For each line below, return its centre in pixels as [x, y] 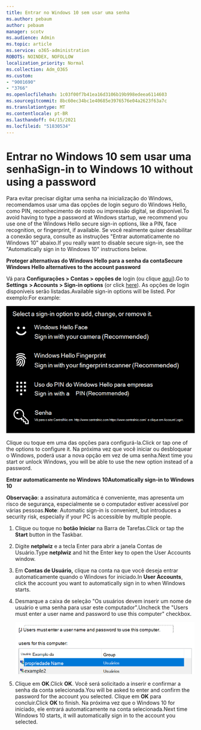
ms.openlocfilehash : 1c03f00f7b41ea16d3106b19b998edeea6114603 [87, 95]
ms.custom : [20, 76]
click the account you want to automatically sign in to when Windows [100, 583]
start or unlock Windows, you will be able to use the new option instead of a [100, 462]
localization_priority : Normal [45, 63]
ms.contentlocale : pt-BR [37, 114]
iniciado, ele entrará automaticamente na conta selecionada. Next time [101, 709]
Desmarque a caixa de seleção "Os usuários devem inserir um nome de [103, 601]
